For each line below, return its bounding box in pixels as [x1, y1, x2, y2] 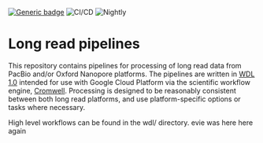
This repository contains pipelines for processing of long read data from [8, 60, 242, 70]
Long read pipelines [8, 35, 140, 53]
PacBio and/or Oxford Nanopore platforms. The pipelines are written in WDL [8, 69, 255, 79]
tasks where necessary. [8, 102, 85, 112]
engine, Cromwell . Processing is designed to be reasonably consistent [8, 86, 236, 95]
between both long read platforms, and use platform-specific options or [8, 94, 242, 104]
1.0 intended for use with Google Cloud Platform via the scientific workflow [8, 77, 250, 86]
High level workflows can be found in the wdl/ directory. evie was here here [8, 118, 254, 127]
